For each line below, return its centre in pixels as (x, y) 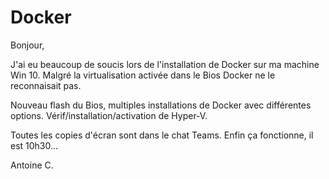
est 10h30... (34, 145)
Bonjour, (27, 45)
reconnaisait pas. (46, 85)
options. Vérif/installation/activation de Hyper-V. (109, 115)
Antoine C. (32, 165)
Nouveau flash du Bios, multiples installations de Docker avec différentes (161, 105)
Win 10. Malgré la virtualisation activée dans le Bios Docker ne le (143, 75)
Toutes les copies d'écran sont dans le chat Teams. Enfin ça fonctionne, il (162, 135)
